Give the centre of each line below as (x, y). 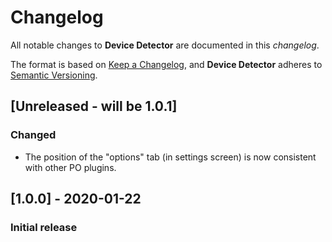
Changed (33, 135)
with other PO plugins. (70, 167)
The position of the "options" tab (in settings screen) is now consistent (170, 157)
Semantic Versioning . (54, 75)
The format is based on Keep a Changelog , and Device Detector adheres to (166, 64)
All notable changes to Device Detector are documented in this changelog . (165, 45)
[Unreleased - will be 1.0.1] (94, 106)
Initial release (44, 227)
